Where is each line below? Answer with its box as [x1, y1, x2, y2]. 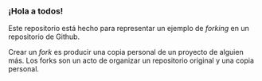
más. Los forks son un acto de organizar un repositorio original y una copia [8, 56, 255, 65]
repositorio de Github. [8, 32, 80, 41]
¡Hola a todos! [8, 6, 64, 17]
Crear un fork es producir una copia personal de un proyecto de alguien [8, 48, 244, 57]
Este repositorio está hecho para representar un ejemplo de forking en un [8, 24, 249, 33]
